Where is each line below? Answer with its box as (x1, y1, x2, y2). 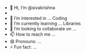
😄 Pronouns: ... (9, 39, 42, 44)
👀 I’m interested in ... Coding (9, 15, 67, 21)
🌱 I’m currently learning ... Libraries (9, 20, 81, 26)
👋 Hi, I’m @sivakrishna (9, 5, 56, 10)
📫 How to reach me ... (9, 31, 56, 37)
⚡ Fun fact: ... (9, 44, 37, 50)
